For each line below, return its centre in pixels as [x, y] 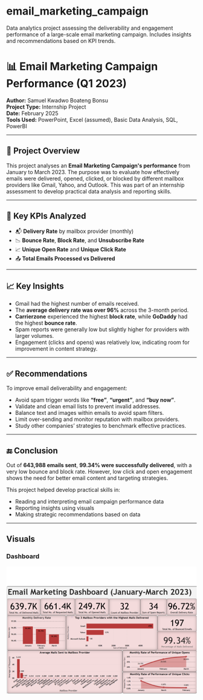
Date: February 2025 [32, 113]
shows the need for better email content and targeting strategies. [87, 478]
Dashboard [23, 556]
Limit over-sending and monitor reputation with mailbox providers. [97, 419]
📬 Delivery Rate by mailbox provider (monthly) [74, 231]
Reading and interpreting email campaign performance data [89, 501]
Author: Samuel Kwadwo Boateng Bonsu [57, 100]
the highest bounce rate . [46, 323]
